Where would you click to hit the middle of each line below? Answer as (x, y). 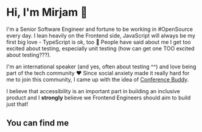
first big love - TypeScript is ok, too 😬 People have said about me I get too (99, 42)
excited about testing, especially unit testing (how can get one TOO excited (100, 48)
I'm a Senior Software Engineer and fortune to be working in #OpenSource (100, 29)
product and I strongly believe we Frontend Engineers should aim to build (99, 97)
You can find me (37, 123)
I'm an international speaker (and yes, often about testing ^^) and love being (101, 67)
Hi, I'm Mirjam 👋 (47, 12)
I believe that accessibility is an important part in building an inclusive (93, 91)
